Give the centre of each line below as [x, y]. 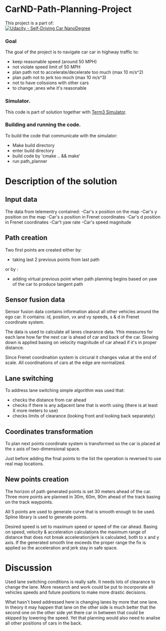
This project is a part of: [29, 23]
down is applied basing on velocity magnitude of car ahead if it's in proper [81, 343]
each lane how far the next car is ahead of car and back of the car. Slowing [82, 337]
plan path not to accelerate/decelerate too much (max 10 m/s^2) [78, 72]
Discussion [28, 568]
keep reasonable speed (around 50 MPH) [55, 62]
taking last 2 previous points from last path [56, 259]
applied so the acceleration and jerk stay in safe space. [61, 548]
